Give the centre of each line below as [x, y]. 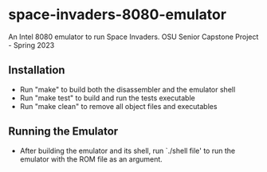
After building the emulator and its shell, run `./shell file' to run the [128, 150]
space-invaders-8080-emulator [118, 15]
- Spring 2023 [31, 45]
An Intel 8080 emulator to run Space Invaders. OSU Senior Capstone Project [133, 37]
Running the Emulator [63, 132]
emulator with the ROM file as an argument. [91, 159]
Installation [37, 70]
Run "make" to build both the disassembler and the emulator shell [128, 89]
